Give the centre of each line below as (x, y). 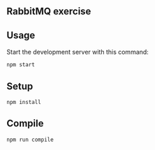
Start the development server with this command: (78, 52)
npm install (24, 103)
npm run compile (30, 140)
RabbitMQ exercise (49, 12)
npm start (21, 65)
